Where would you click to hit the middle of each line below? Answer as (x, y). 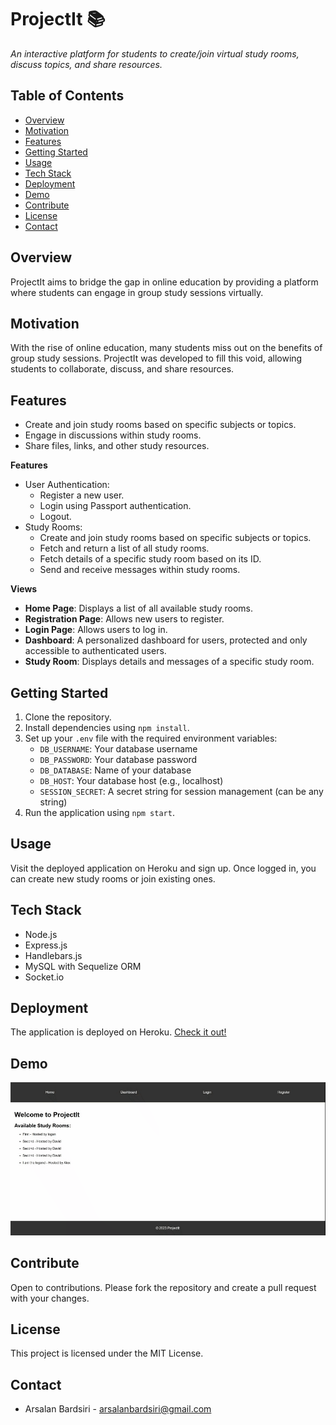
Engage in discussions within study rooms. (113, 435)
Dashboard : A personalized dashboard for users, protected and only (166, 640)
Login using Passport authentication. (115, 506)
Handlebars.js (53, 955)
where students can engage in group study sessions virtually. (137, 292)
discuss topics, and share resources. (86, 64)
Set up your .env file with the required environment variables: (151, 738)
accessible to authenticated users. (95, 651)
